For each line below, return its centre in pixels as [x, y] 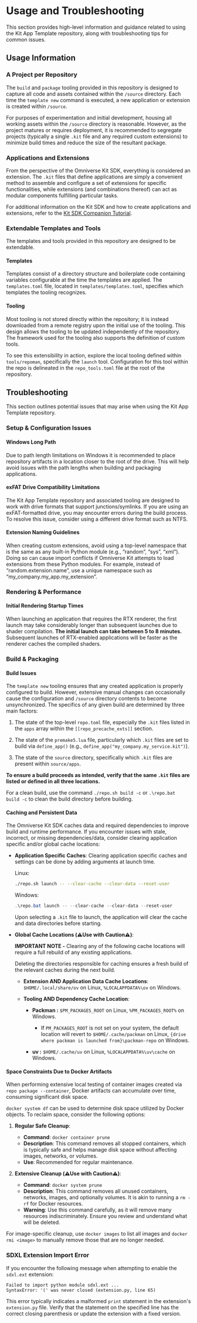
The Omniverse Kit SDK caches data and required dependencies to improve [98, 825]
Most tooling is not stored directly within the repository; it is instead [87, 319]
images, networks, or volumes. [60, 1156]
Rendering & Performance [44, 592]
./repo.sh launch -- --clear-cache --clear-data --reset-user [92, 884]
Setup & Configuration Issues [49, 428]
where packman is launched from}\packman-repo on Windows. [115, 1041]
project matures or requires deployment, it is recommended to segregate [94, 130]
